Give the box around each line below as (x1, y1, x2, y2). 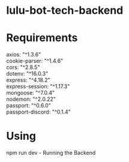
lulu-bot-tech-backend (6, 4, 124, 17)
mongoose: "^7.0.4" (6, 89, 55, 97)
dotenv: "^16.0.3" (6, 70, 49, 77)
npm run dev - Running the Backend (6, 149, 96, 157)
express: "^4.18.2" (6, 76, 51, 84)
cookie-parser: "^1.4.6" (6, 58, 64, 65)
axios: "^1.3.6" (6, 51, 41, 58)
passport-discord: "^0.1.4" (6, 109, 71, 116)
